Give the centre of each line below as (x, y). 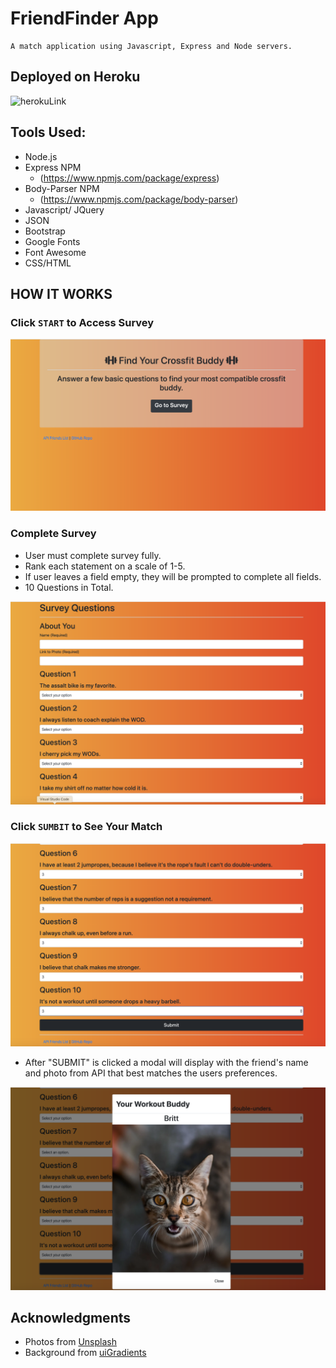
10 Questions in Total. (69, 587)
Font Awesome (55, 252)
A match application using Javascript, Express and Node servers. (151, 46)
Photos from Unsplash (70, 1342)
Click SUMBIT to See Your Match (86, 827)
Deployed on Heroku (75, 77)
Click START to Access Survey (82, 322)
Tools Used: (48, 132)
